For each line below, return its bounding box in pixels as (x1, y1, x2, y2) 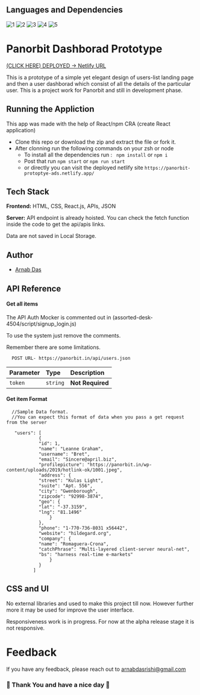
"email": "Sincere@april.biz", (38, 456, 117, 463)
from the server (6, 419, 47, 425)
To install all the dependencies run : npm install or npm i (23, 151, 168, 158)
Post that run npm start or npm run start (23, 157, 125, 165)
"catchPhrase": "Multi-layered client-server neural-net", (38, 546, 190, 552)
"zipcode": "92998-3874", (38, 493, 104, 499)
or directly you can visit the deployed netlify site (23, 164, 143, 171)
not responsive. (6, 624, 45, 632)
